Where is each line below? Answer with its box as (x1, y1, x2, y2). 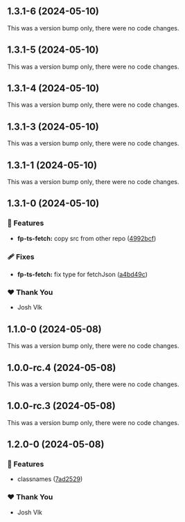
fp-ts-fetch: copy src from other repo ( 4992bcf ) (17, 234, 157, 242)
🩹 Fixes (7, 252, 35, 262)
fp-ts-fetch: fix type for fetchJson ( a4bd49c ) (17, 270, 148, 279)
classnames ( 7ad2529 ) (17, 475, 83, 483)
